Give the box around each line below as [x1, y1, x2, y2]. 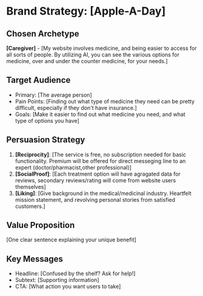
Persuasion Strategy [6, 135, 85, 145]
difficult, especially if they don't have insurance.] [15, 104, 138, 111]
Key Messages [6, 253, 64, 264]
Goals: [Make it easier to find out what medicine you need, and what [15, 111, 186, 118]
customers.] [15, 202, 45, 210]
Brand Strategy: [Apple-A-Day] [6, 4, 166, 18]
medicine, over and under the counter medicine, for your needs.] [6, 58, 168, 64]
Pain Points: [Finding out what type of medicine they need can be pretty [15, 97, 195, 105]
